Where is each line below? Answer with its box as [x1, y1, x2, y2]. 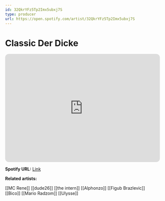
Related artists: [5, 175, 37, 182]
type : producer [5, 12, 36, 17]
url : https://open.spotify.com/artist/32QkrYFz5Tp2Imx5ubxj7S [5, 16, 135, 21]
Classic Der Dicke [5, 37, 79, 49]
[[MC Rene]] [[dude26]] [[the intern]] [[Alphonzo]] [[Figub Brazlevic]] [5, 185, 145, 191]
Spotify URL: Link [5, 166, 41, 172]
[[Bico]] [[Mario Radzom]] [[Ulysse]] [5, 190, 79, 197]
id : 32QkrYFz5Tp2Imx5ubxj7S [5, 7, 63, 12]
